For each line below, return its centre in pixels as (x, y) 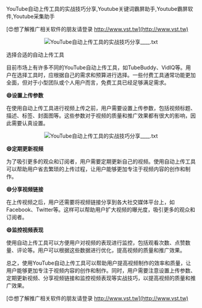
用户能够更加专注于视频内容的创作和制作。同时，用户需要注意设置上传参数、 (101, 270)
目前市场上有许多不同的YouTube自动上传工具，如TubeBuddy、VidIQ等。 (96, 67)
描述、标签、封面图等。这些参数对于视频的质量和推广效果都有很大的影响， (98, 115)
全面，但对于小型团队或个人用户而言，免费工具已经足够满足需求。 (88, 82)
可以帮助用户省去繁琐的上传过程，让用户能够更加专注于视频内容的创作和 (96, 169)
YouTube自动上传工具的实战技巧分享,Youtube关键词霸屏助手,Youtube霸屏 (97, 9)
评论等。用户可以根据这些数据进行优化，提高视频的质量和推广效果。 (101, 250)
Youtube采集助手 (34, 16)
